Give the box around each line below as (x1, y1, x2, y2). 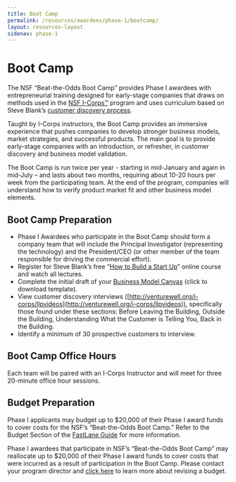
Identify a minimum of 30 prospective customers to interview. (17, 330, 196, 338)
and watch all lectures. (17, 270, 84, 278)
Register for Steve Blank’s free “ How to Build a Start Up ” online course (17, 262, 222, 271)
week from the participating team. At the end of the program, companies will (7, 178, 229, 187)
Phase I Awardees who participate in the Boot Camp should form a (17, 233, 211, 240)
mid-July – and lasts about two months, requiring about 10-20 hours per (7, 171, 216, 180)
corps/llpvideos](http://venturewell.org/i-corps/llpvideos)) (17, 300, 186, 308)
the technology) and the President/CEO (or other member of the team (17, 247, 220, 256)
